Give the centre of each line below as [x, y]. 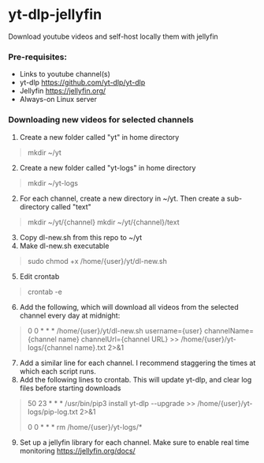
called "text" [71, 206]
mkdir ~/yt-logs [53, 183]
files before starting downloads [70, 388]
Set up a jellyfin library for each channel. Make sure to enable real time [134, 442]
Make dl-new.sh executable [64, 246]
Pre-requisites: [37, 57]
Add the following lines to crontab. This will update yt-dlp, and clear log [136, 379]
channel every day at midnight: [70, 315]
